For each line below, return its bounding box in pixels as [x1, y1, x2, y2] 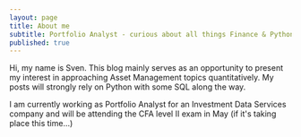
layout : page [9, 13, 58, 22]
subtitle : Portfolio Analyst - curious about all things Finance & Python [9, 30, 295, 39]
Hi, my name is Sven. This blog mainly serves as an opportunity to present [9, 63, 284, 73]
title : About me [9, 21, 70, 30]
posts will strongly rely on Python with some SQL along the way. [9, 81, 246, 92]
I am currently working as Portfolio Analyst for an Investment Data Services [9, 99, 287, 110]
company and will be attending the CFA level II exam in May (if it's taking [9, 108, 277, 119]
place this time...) [9, 118, 73, 129]
